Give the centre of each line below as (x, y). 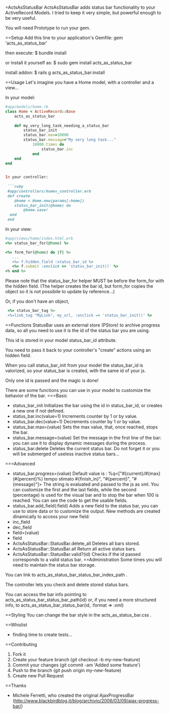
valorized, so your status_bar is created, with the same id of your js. (76, 370)
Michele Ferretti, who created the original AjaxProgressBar (73, 695)
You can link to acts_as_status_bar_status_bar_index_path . (66, 575)
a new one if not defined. (38, 411)
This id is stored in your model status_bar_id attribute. (61, 340)
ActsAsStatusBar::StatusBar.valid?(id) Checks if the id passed (77, 554)
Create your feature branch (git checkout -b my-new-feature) (76, 659)
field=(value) (26, 532)
